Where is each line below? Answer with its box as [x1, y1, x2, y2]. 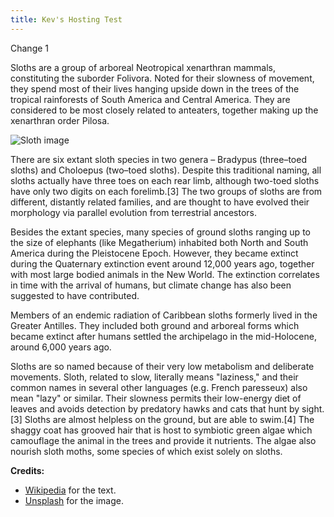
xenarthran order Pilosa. [10, 114, 110, 126]
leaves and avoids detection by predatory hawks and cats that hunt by [10, 402, 300, 415]
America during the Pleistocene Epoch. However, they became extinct [10, 247, 299, 259]
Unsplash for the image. [24, 494, 124, 506]
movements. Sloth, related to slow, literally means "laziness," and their [10, 371, 299, 383]
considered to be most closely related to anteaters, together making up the [10, 104, 319, 116]
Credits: [10, 464, 45, 476]
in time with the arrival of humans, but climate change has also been [10, 279, 292, 291]
